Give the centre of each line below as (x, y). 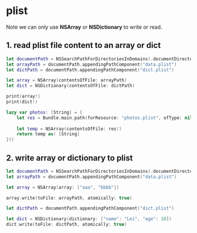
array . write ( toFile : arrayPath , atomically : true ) (69, 198)
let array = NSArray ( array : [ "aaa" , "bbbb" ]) (62, 187)
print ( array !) (23, 97)
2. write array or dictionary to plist (69, 158)
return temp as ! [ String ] (48, 134)
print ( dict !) (22, 102)
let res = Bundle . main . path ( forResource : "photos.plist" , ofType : (99, 118)
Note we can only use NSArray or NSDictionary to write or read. (84, 27)
